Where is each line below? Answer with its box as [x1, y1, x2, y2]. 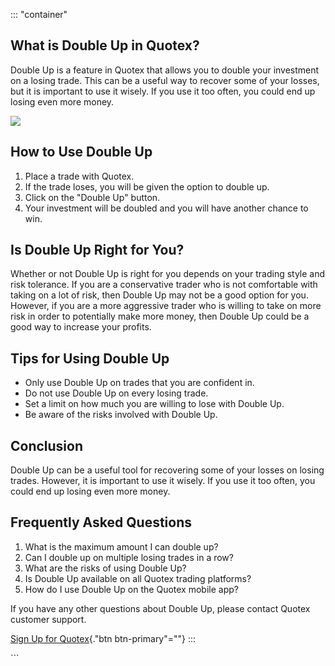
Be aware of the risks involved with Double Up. [24, 409, 218, 421]
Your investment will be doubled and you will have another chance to [24, 202, 309, 214]
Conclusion [10, 437, 84, 454]
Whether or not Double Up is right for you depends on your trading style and [10, 268, 326, 280]
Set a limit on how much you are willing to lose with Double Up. [24, 398, 285, 410]
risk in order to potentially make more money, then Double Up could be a [10, 310, 310, 323]
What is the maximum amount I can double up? [24, 540, 219, 553]
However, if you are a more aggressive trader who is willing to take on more [10, 300, 322, 312]
